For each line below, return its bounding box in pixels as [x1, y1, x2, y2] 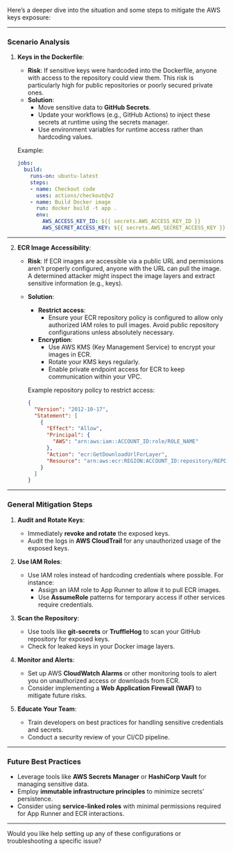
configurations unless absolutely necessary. [48, 328, 175, 336]
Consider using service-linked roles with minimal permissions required [17, 802, 221, 810]
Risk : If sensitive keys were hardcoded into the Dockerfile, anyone [27, 66, 217, 75]
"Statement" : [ [33, 412, 78, 419]
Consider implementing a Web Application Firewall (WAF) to [27, 684, 202, 692]
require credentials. [37, 600, 94, 609]
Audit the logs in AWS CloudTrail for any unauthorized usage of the [27, 536, 221, 545]
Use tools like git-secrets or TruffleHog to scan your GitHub [27, 627, 201, 635]
